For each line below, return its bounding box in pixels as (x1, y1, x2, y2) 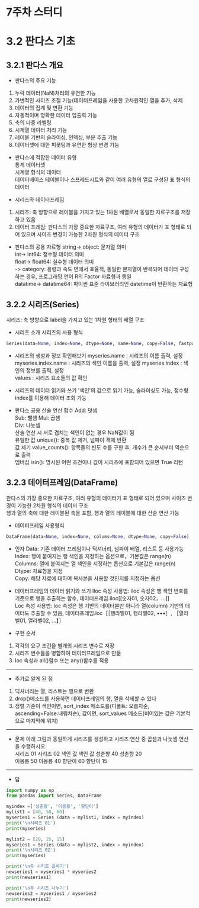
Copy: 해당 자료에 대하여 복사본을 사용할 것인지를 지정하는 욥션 (14, 575, 161, 582)
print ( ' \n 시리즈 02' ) (6, 847, 56, 853)
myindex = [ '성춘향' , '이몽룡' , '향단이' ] (6, 803, 99, 810)
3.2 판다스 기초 (6, 35, 76, 48)
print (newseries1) (6, 874, 52, 880)
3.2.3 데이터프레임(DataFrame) (6, 478, 118, 488)
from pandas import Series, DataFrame (6, 793, 102, 799)
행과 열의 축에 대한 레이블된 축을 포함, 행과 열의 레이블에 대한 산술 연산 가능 (6, 509, 179, 516)
